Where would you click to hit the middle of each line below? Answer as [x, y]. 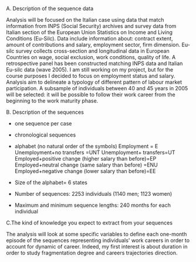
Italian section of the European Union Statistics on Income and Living [89, 32]
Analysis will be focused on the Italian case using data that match [85, 20]
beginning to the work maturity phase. [52, 101]
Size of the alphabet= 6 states [51, 182]
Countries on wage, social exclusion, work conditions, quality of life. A [91, 57]
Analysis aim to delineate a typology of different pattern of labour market [94, 82]
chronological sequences [45, 135]
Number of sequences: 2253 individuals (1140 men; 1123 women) [93, 194]
